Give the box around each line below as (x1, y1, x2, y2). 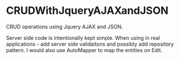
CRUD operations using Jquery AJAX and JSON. (6, 23, 123, 30)
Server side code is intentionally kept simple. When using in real (6, 34, 160, 41)
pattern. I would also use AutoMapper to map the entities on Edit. (6, 46, 162, 53)
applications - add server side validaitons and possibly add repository (6, 40, 174, 47)
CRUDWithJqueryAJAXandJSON (6, 4, 169, 17)
